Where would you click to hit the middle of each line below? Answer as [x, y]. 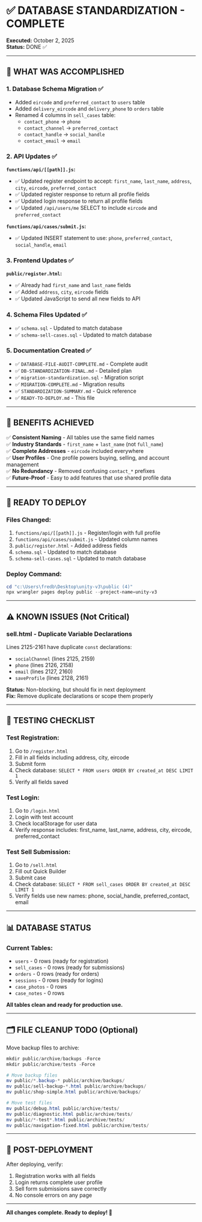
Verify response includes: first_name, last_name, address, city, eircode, [103, 830]
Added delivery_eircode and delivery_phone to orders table [89, 109]
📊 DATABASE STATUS [49, 927]
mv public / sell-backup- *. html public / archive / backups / [76, 1086]
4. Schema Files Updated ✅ [47, 315]
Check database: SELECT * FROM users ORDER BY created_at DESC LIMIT [104, 770]
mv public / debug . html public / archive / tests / [63, 1108]
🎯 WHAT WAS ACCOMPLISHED [65, 72]
